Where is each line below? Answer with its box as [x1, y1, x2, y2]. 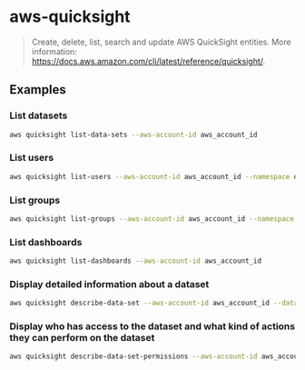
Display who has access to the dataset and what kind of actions [9, 320, 296, 333]
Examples [9, 82, 66, 97]
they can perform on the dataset [9, 332, 155, 345]
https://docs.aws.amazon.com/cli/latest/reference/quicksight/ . [31, 55, 266, 66]
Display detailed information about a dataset [9, 277, 210, 290]
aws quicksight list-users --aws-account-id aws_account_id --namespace [9, 172, 290, 181]
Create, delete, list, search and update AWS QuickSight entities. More [31, 36, 292, 47]
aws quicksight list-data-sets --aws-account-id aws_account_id [9, 130, 258, 139]
